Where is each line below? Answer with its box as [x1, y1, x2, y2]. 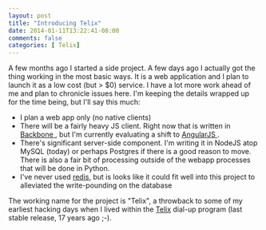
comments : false [8, 34, 62, 42]
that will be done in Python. [19, 164, 110, 173]
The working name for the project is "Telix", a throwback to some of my [8, 196, 244, 206]
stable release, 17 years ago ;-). [8, 213, 112, 223]
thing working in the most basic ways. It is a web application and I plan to [8, 72, 249, 81]
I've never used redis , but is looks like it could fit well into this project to [19, 172, 256, 182]
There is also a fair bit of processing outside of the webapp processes [19, 155, 252, 165]
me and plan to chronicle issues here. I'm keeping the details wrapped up [8, 89, 250, 98]
